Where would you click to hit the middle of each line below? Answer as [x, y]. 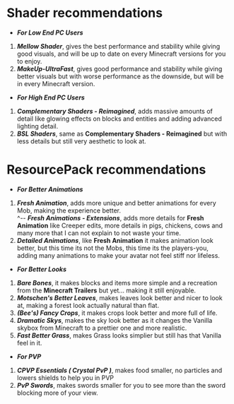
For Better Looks [42, 269]
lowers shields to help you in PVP [65, 378]
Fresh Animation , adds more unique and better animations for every [116, 203]
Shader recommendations [85, 13]
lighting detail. [37, 126]
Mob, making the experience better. [69, 210]
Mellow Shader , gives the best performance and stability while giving [118, 46]
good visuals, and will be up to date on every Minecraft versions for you [121, 54]
